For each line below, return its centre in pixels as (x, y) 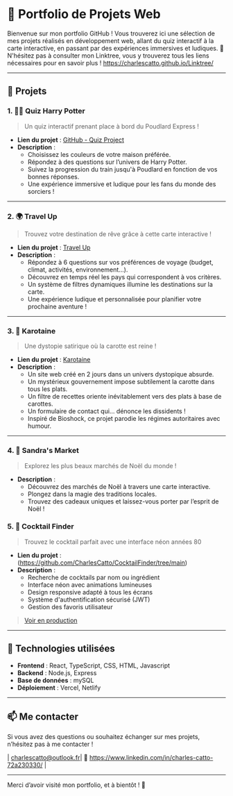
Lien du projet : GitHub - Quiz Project (71, 140)
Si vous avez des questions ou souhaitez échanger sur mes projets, (104, 737)
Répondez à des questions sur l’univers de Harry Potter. (107, 162)
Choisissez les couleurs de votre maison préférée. (99, 154)
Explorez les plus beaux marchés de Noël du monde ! (100, 465)
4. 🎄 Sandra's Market (43, 451)
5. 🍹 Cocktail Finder (41, 526)
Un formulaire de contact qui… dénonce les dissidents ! (106, 411)
